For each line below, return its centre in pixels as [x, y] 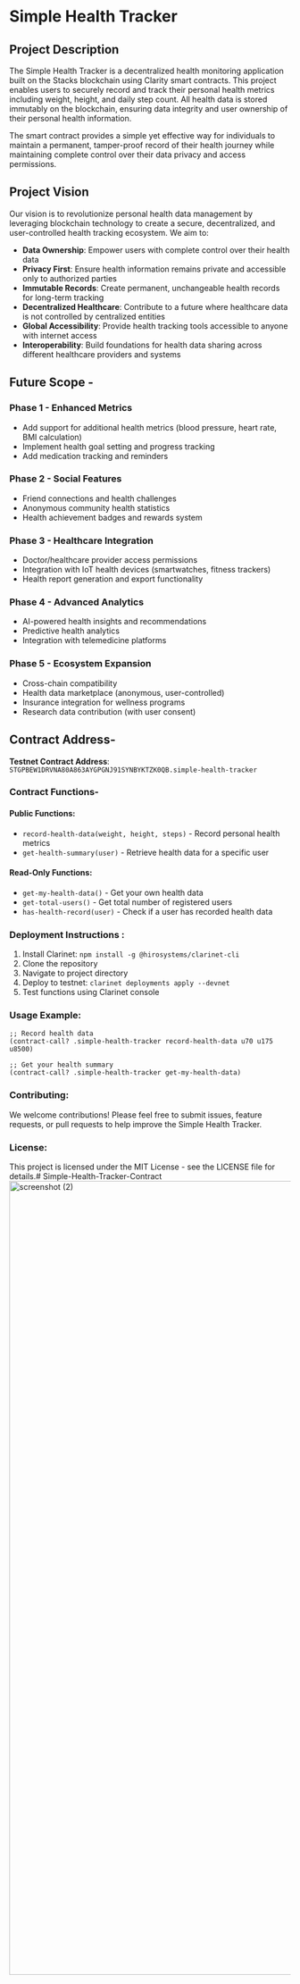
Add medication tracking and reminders [95, 456]
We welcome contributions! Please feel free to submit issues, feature [136, 1115]
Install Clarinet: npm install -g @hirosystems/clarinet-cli [131, 954]
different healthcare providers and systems [101, 354]
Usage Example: [46, 1016]
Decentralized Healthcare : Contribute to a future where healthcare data [155, 306]
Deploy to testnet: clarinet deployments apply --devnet [126, 983]
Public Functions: [42, 814]
